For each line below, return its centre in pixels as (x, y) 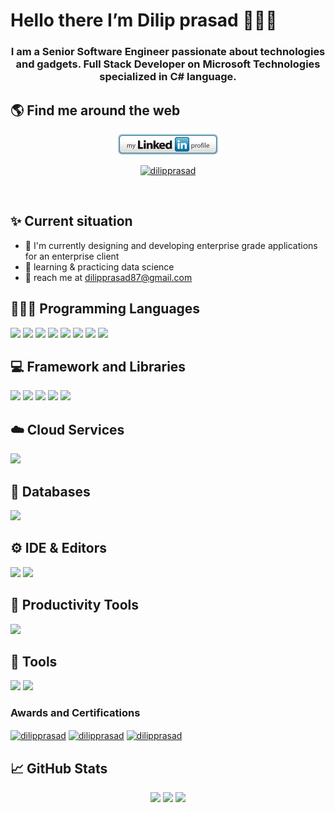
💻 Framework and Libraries (98, 366)
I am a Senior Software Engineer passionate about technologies (168, 52)
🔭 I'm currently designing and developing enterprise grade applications (171, 245)
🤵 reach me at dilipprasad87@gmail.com (108, 277)
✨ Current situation (71, 221)
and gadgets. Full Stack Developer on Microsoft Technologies (168, 64)
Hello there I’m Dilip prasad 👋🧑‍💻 (144, 20)
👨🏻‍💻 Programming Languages (105, 309)
